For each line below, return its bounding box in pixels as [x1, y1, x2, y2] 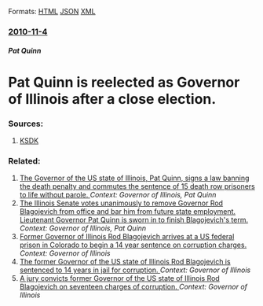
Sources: [8, 118, 44, 129]
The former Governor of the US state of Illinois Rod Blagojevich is [19, 257, 231, 267]
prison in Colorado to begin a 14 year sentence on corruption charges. [19, 240, 247, 250]
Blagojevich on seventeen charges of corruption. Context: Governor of [19, 282, 248, 292]
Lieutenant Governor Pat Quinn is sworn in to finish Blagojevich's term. [19, 216, 249, 225]
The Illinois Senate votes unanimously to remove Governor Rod [19, 198, 224, 208]
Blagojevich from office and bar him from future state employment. [19, 207, 236, 216]
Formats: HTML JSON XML [8, 7, 96, 16]
